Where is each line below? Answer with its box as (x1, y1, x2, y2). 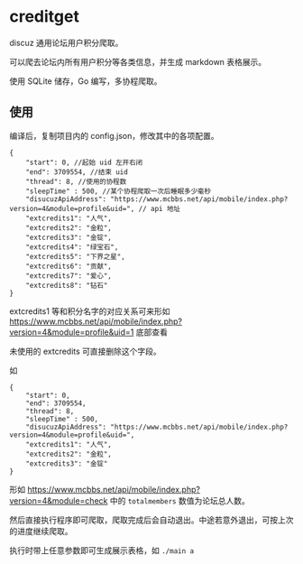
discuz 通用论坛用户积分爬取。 (9, 37, 124, 48)
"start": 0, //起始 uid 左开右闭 (25, 158, 143, 167)
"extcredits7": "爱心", (25, 271, 113, 281)
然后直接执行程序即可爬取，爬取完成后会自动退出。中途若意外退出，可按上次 (9, 514, 294, 525)
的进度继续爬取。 (9, 525, 73, 536)
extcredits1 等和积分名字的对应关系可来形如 (9, 305, 170, 317)
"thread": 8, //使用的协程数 (25, 177, 127, 186)
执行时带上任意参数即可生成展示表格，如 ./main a (9, 544, 195, 556)
